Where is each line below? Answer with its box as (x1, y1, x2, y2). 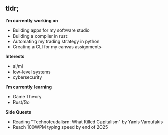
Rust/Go (12, 99, 30, 105)
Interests (5, 53, 25, 59)
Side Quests (5, 109, 32, 115)
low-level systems (12, 69, 51, 75)
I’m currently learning (5, 84, 52, 90)
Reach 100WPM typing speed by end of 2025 (12, 124, 108, 130)
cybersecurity (12, 74, 42, 80)
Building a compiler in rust (12, 32, 68, 39)
